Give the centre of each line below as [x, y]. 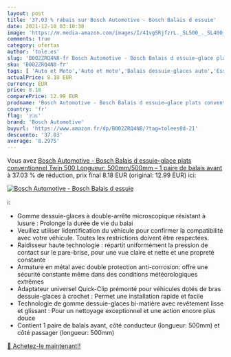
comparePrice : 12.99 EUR [43, 97]
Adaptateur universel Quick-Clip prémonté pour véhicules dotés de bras [119, 289]
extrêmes [31, 281]
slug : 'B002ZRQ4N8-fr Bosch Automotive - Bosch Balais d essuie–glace [110, 58]
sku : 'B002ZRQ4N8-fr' [38, 65]
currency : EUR [27, 84]
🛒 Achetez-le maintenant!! [44, 346]
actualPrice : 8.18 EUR [40, 77]
